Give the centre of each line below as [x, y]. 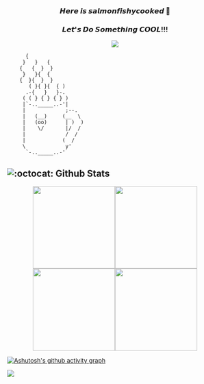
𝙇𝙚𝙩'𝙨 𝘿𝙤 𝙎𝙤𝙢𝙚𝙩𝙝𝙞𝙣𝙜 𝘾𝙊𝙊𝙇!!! [115, 29]
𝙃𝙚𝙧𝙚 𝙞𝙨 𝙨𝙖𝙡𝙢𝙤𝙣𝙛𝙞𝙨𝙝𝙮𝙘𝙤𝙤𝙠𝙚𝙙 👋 [115, 11]
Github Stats [83, 173]
